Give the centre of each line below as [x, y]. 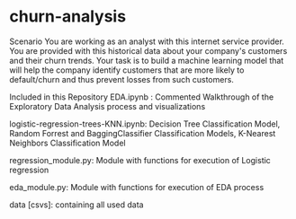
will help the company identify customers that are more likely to [127, 70]
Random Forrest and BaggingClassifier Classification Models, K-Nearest [143, 133]
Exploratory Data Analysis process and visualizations [108, 106]
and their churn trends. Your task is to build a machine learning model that [147, 60]
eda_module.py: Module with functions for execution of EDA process [137, 187]
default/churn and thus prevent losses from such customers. [121, 79]
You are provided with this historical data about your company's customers [148, 50]
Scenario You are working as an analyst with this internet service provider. [147, 41]
